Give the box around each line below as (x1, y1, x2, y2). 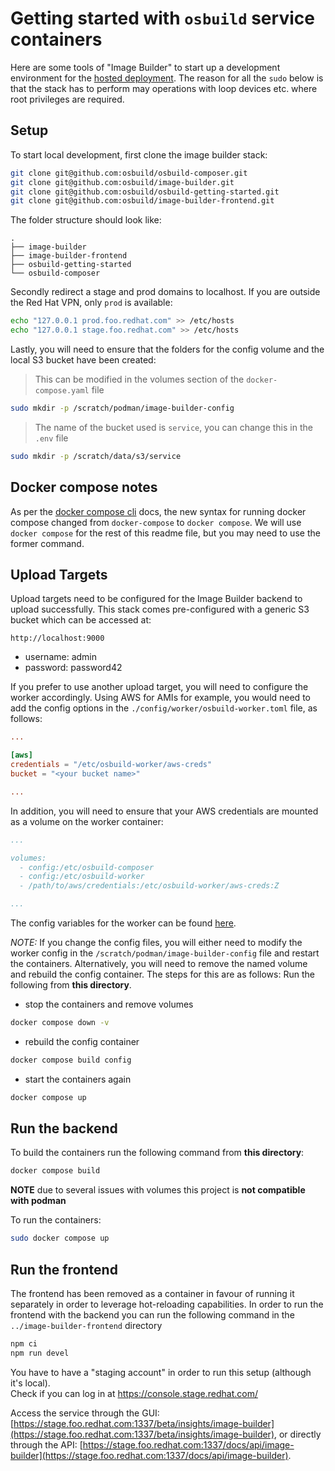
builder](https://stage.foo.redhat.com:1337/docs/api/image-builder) (10, 1449, 289, 1461)
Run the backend (10, 1120, 118, 1137)
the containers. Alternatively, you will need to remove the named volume (10, 958, 308, 969)
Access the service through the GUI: (10, 1407, 160, 1419)
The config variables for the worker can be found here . (10, 917, 237, 929)
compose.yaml (34, 386, 90, 396)
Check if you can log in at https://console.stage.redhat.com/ (10, 1387, 258, 1399)
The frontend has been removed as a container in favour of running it (10, 1288, 295, 1299)
